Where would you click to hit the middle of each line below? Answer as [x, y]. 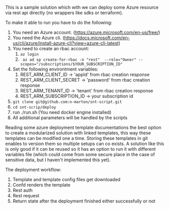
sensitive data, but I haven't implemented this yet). [58, 160]
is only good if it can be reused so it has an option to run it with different [80, 149]
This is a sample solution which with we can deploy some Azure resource [82, 7]
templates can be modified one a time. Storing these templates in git [77, 138]
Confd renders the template [42, 185]
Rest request [26, 196]
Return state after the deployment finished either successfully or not [84, 201]
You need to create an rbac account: [51, 48]
